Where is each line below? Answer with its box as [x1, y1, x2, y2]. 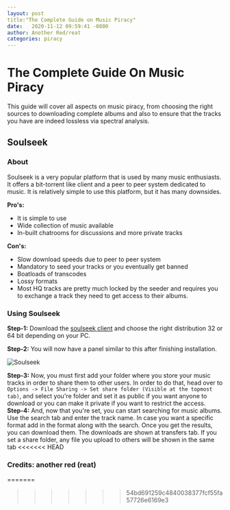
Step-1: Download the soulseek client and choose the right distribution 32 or [7, 324, 223, 332]
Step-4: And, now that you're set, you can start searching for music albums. [7, 406, 222, 415]
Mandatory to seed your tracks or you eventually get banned [16, 262, 188, 271]
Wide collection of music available [16, 221, 114, 230]
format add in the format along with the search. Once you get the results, [7, 421, 213, 429]
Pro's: [7, 200, 25, 209]
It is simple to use [16, 214, 67, 222]
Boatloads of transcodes [16, 269, 87, 278]
